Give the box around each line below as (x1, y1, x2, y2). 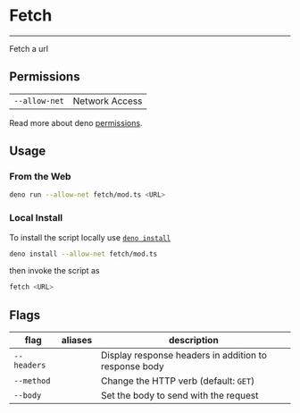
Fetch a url (9, 43, 49, 54)
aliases (61, 334, 93, 347)
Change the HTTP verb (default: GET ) (101, 375, 255, 387)
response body (101, 360, 164, 373)
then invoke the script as (9, 265, 100, 276)
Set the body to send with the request (101, 390, 259, 402)
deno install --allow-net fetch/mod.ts (9, 249, 158, 258)
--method (13, 376, 51, 386)
